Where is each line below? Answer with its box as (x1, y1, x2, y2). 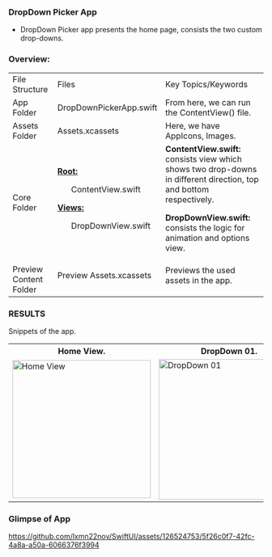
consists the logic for (165, 222, 245, 233)
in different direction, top (165, 173, 259, 184)
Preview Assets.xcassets (57, 269, 152, 281)
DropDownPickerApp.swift (57, 102, 158, 113)
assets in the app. (165, 274, 232, 285)
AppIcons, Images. (165, 130, 236, 141)
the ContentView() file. (165, 107, 252, 118)
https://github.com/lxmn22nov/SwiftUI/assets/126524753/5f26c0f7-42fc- (8, 532, 255, 542)
